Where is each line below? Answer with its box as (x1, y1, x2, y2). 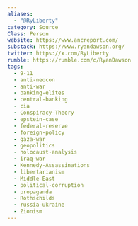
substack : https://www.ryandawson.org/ (7, 43, 125, 50)
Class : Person (7, 30, 50, 38)
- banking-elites (13, 89, 65, 96)
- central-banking (13, 96, 69, 103)
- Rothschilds (13, 195, 55, 202)
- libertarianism (13, 168, 65, 176)
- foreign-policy (13, 129, 65, 136)
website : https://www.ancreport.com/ (7, 37, 119, 44)
